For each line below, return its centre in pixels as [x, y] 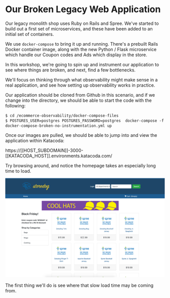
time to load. [18, 171]
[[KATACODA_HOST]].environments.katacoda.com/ [59, 156]
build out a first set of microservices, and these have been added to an [79, 28]
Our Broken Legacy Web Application [83, 9]
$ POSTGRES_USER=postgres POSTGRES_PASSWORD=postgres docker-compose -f [85, 121]
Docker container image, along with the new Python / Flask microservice [81, 49]
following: [15, 105]
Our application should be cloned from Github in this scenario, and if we [80, 95]
